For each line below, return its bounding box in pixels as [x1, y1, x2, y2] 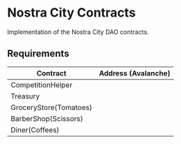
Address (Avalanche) [98, 68, 171, 78]
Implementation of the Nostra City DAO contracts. [7, 28, 149, 36]
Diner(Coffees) [10, 125, 60, 134]
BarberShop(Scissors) [10, 114, 83, 123]
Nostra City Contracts [7, 5, 137, 21]
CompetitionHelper [10, 80, 73, 89]
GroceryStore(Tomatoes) [10, 102, 92, 112]
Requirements [7, 48, 69, 60]
